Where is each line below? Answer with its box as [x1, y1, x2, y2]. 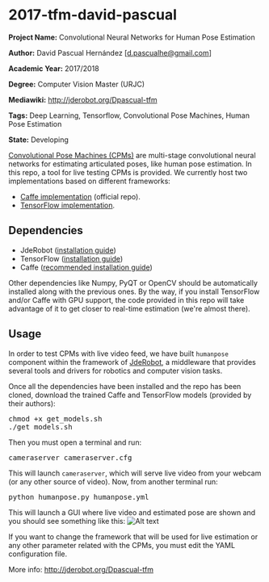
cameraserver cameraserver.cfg [8, 453, 132, 462]
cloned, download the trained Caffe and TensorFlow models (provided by [8, 390, 252, 400]
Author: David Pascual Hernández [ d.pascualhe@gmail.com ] [8, 48, 212, 57]
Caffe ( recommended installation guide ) [19, 262, 153, 272]
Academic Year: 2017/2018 [8, 63, 99, 73]
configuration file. [8, 549, 67, 559]
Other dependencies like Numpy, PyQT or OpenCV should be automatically [8, 278, 258, 287]
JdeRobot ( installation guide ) [19, 245, 117, 255]
